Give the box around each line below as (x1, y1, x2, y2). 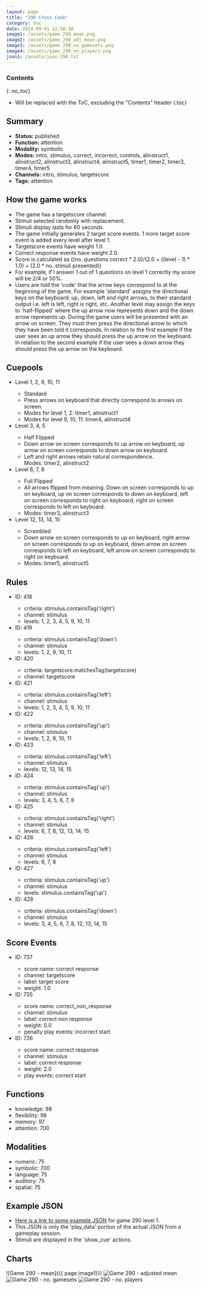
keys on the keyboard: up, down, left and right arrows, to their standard (14, 293, 191, 301)
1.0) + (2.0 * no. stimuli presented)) (14, 262, 102, 269)
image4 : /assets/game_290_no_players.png (6, 48, 112, 54)
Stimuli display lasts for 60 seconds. (14, 224, 105, 231)
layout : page (6, 8, 39, 15)
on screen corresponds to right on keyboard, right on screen (23, 497, 174, 504)
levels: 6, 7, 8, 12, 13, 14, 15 (23, 827, 89, 835)
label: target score (23, 977, 69, 985)
